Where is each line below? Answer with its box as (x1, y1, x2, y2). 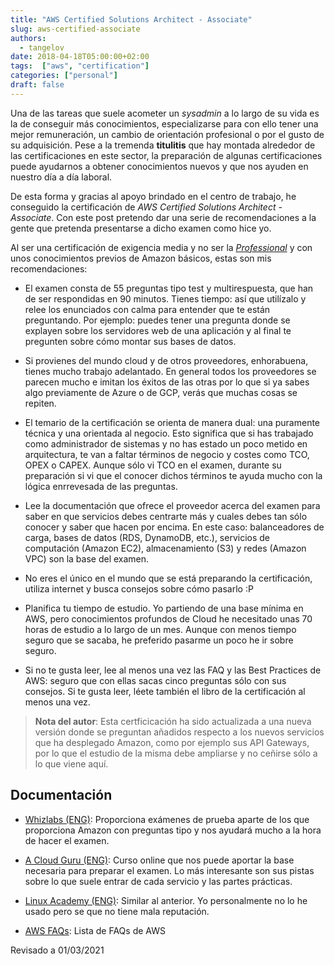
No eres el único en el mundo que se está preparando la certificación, (24, 572, 313, 584)
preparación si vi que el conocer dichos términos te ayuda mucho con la (24, 469, 323, 481)
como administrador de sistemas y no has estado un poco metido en (24, 437, 308, 450)
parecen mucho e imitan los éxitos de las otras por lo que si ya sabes (24, 376, 310, 388)
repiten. (24, 397, 57, 409)
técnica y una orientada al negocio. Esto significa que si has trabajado (24, 427, 314, 439)
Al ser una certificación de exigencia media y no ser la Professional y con (10, 241, 313, 253)
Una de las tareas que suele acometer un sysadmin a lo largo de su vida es (10, 107, 320, 119)
